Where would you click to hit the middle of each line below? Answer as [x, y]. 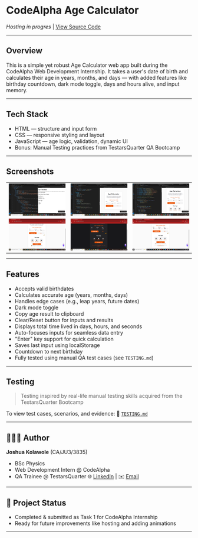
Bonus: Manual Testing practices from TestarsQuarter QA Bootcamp [97, 147]
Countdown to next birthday [49, 351]
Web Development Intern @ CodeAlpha [62, 470]
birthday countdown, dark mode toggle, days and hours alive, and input [93, 84]
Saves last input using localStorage [57, 345]
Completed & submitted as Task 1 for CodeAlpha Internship [86, 517]
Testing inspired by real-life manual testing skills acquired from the [101, 396]
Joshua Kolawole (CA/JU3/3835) [47, 452]
